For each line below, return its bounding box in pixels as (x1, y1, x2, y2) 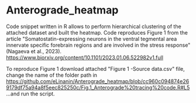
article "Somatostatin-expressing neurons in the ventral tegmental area (6, 35, 177, 42)
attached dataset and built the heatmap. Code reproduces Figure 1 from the (6, 29, 188, 36)
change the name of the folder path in (6, 71, 98, 78)
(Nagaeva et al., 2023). (6, 47, 62, 54)
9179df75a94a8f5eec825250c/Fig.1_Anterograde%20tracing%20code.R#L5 (6, 84, 190, 91)
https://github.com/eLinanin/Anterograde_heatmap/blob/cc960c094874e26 (6, 77, 190, 85)
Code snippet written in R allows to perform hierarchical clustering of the (6, 23, 181, 30)
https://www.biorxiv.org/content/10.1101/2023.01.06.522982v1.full (6, 54, 164, 61)
